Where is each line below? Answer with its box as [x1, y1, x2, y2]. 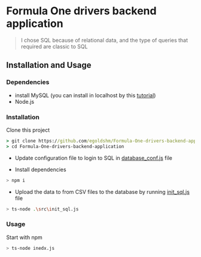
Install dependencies [14, 166, 67, 173]
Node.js [14, 98, 35, 105]
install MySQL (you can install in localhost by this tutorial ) [14, 91, 156, 99]
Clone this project [6, 126, 50, 134]
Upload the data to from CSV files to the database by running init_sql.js [14, 188, 190, 195]
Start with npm [6, 234, 43, 241]
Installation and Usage [6, 60, 92, 70]
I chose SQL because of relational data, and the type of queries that [20, 36, 188, 44]
